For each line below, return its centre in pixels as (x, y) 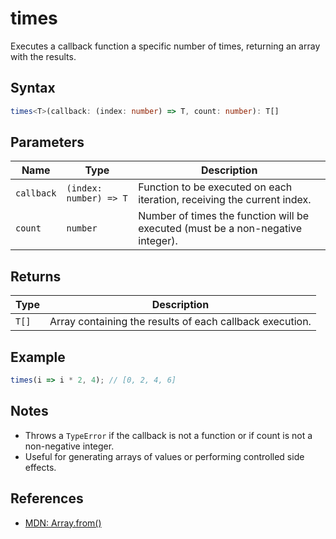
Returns (36, 276)
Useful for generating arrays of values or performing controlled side (164, 456)
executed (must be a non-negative (220, 229)
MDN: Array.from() (63, 523)
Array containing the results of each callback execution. (180, 322)
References (47, 498)
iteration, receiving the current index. (225, 200)
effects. (40, 467)
